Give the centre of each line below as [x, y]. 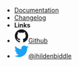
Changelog [30, 18]
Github [38, 41]
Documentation [36, 10]
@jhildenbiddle [50, 56]
